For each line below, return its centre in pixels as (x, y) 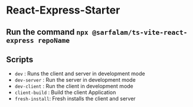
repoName (53, 40)
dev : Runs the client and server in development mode (80, 73)
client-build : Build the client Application (65, 92)
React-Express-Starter (63, 10)
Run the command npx (47, 32)
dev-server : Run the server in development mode (75, 80)
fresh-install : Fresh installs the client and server (75, 99)
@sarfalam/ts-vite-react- (140, 32)
